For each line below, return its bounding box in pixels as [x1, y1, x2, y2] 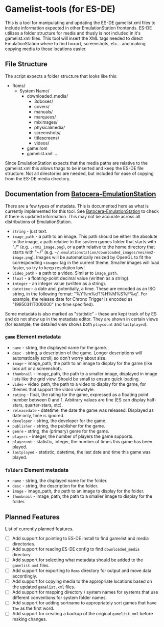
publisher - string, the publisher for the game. [12, 423, 105, 428]
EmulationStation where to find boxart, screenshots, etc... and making [5, 40, 146, 46]
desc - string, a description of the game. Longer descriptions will [12, 350, 142, 356]
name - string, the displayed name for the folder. [12, 478, 108, 484]
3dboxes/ [34, 98, 53, 104]
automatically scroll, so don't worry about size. [12, 355, 107, 361]
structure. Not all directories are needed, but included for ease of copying [5, 171, 154, 176]
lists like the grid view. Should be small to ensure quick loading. [12, 376, 140, 382]
